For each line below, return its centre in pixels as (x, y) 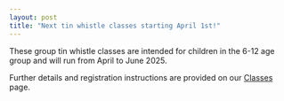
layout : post (33, 17)
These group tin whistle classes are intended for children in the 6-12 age (142, 50)
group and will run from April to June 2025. (88, 60)
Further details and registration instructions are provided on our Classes (141, 77)
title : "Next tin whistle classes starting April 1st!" (115, 26)
